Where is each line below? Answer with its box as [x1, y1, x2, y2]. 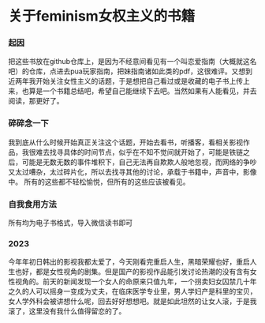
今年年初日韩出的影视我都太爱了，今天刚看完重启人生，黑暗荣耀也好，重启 [8, 257, 250, 267]
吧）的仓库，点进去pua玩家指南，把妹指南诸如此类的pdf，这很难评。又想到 [8, 66, 253, 76]
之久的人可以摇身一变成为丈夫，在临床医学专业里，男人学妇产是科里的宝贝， [8, 287, 257, 296]
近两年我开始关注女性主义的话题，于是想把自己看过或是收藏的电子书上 [8, 77, 237, 86]
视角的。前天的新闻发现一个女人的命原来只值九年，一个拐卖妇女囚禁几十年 [14, 277, 257, 287]
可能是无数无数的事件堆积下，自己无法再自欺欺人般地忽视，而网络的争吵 [21, 157, 257, 167]
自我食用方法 [8, 198, 58, 209]
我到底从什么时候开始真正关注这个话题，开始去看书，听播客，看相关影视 [8, 137, 243, 147]
